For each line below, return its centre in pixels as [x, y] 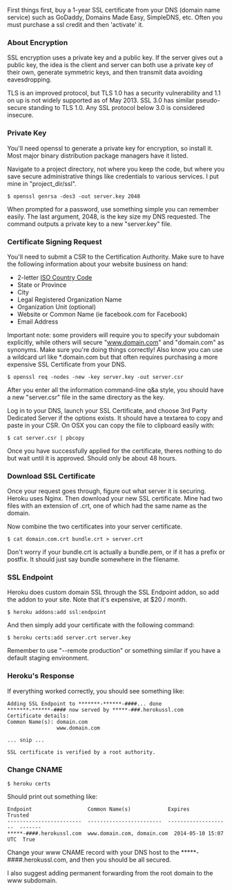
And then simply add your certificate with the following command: [101, 625]
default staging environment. [48, 658]
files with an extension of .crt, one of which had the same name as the [107, 506]
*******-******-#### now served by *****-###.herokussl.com [96, 710]
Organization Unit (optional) [57, 306]
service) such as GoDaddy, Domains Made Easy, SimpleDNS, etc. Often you [115, 17]
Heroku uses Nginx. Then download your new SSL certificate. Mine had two [115, 499]
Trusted [18, 815]
